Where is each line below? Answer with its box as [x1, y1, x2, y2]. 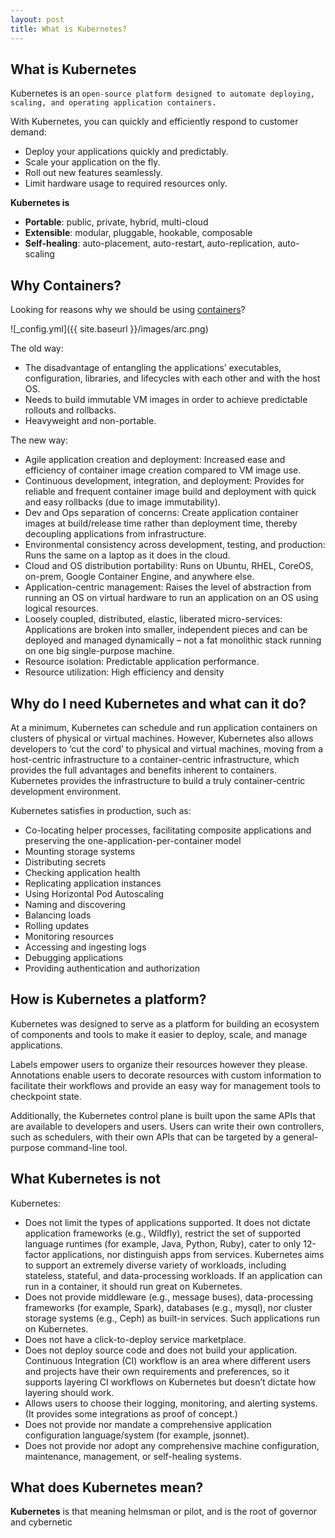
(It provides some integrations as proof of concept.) [24, 1407, 238, 1420]
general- [283, 1131, 319, 1143]
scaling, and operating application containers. [10, 98, 217, 108]
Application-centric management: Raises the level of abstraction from [24, 581, 312, 593]
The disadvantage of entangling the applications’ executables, [24, 362, 282, 374]
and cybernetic [10, 1516, 73, 1528]
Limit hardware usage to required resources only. [24, 177, 228, 190]
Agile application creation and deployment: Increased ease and [24, 454, 286, 466]
